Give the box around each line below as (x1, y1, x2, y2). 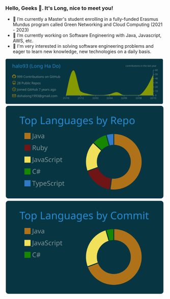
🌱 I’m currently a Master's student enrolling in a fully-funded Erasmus (12, 16, 159, 22)
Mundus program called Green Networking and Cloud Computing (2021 (12, 21, 163, 27)
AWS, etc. (12, 38, 34, 44)
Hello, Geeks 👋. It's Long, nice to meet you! (5, 5, 114, 12)
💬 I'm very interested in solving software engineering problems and (12, 43, 154, 49)
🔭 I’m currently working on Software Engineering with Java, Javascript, (12, 33, 162, 39)
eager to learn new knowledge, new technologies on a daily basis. (12, 48, 152, 55)
